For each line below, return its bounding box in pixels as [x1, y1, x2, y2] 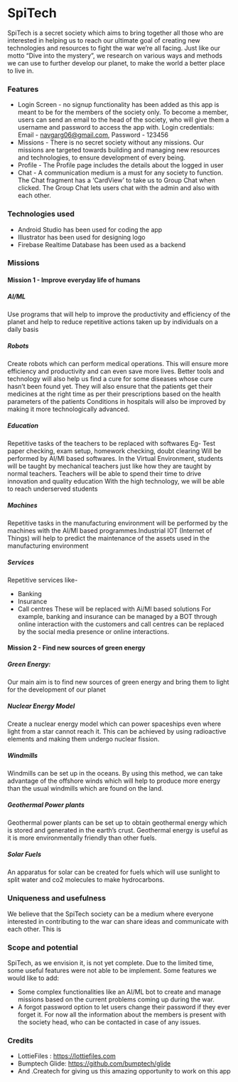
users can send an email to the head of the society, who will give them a [17, 115, 229, 124]
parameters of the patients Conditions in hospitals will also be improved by [7, 397, 226, 405]
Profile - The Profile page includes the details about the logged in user [17, 161, 224, 170]
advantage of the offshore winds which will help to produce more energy [7, 776, 221, 785]
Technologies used [7, 209, 75, 219]
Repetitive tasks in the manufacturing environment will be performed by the [7, 519, 229, 527]
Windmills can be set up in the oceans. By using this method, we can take [7, 769, 223, 778]
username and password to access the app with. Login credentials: [17, 123, 215, 132]
